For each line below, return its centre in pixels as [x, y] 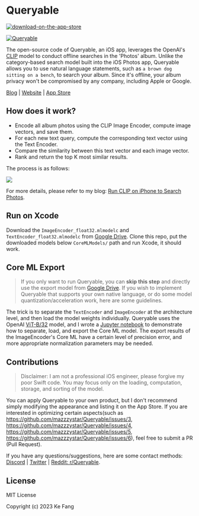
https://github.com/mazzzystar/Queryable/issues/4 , [70, 425]
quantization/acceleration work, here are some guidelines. [92, 301]
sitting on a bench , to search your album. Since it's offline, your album [94, 75]
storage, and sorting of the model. [62, 389]
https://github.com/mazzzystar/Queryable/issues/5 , [69, 432]
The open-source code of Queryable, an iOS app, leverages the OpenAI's [96, 49]
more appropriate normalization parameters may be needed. [80, 343]
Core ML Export [36, 267]
